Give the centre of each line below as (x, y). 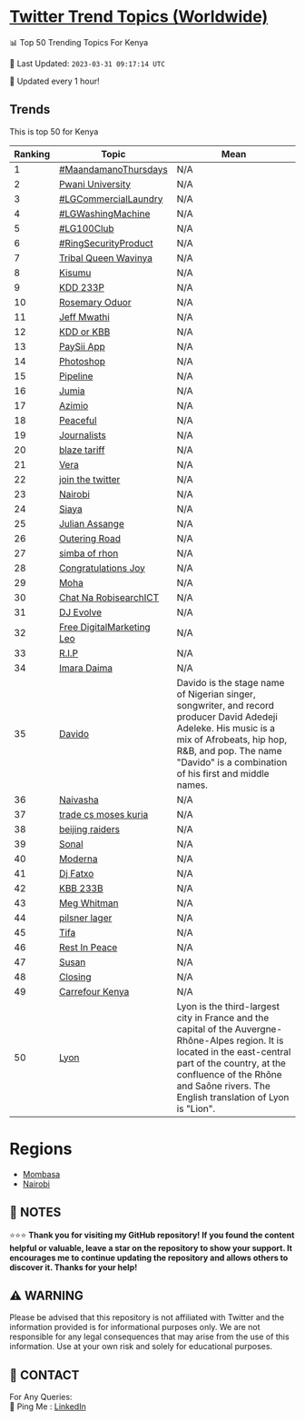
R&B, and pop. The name (229, 750)
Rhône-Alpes (205, 1040)
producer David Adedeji (227, 717)
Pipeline (76, 376)
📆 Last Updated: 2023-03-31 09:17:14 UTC (88, 63)
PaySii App (82, 346)
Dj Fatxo (76, 873)
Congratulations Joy (102, 568)
